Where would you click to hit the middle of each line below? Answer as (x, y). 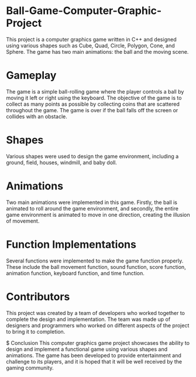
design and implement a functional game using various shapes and (87, 349)
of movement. (23, 221)
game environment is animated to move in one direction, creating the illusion (98, 215)
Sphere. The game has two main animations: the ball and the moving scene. (97, 51)
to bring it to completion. (36, 331)
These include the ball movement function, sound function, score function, (96, 267)
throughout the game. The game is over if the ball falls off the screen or (92, 110)
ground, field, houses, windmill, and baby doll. (61, 162)
